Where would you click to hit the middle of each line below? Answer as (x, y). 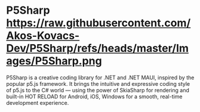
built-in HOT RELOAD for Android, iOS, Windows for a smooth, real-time (94, 97)
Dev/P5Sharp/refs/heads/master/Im (98, 49)
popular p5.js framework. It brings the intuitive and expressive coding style (98, 83)
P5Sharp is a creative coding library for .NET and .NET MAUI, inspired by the (100, 77)
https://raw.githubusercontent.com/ (99, 23)
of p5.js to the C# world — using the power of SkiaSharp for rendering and (98, 90)
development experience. (38, 102)
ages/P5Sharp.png (54, 61)
